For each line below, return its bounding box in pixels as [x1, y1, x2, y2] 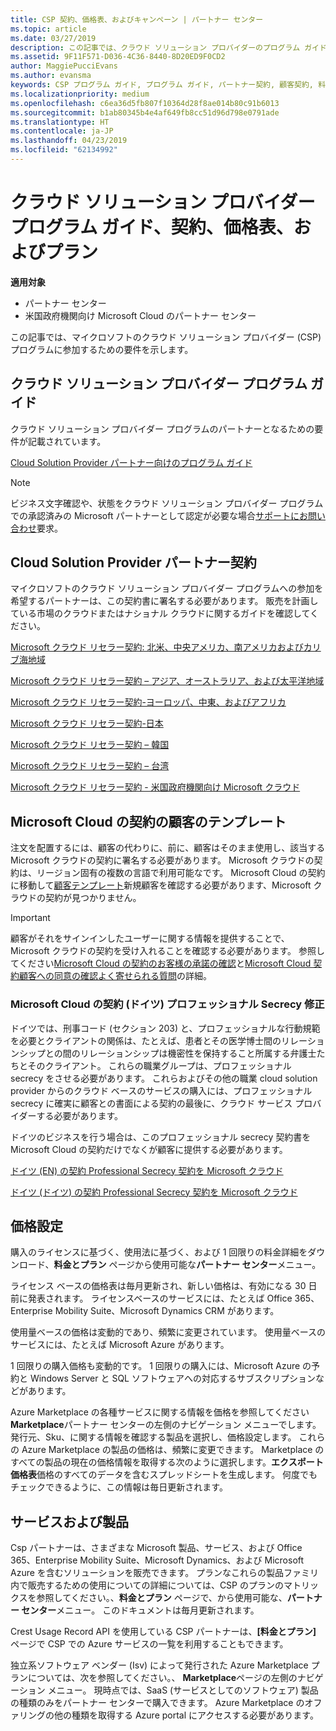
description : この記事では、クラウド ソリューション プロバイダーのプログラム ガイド [10, 42, 327, 53]
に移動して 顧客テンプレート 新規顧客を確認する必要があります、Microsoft [10, 879, 312, 891]
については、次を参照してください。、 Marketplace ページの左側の [27, 1672, 298, 1684]
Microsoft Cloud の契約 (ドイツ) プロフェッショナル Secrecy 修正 [10, 997, 325, 1011]
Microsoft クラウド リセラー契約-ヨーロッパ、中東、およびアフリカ [10, 696, 287, 708]
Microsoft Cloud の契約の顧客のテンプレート [10, 813, 287, 830]
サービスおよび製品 [10, 1513, 129, 1530]
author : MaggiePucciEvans [10, 61, 118, 71]
